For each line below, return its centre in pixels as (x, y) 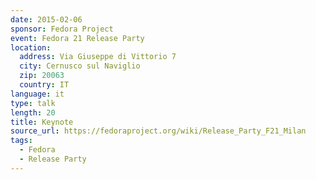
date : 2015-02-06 (46, 19)
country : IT (44, 85)
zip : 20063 (42, 76)
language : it (37, 94)
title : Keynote (42, 122)
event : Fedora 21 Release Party (77, 38)
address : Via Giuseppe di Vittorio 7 (98, 57)
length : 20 (33, 112)
